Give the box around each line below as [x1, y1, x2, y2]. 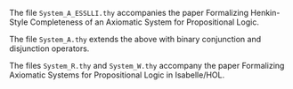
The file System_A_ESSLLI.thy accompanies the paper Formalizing [9, 8, 249, 18]
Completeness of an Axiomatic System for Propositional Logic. [29, 17, 260, 27]
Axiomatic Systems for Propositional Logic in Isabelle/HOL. [9, 70, 225, 80]
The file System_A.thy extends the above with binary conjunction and [9, 34, 261, 44]
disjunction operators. [9, 43, 90, 54]
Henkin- [250, 8, 281, 18]
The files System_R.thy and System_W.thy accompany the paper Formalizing [9, 61, 285, 70]
